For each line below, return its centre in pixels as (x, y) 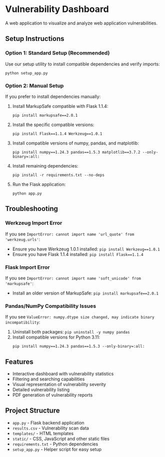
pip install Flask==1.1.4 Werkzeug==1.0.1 (57, 133)
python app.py (27, 193)
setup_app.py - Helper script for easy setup (57, 449)
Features (19, 362)
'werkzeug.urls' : (23, 239)
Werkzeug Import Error (34, 223)
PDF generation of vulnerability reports (52, 395)
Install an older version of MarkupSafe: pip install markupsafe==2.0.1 (85, 293)
